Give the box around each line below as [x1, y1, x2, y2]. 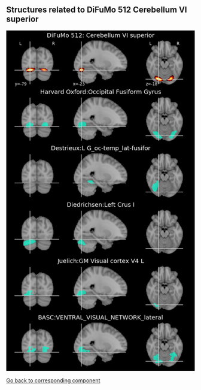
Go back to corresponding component [6, 377, 100, 384]
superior [6, 14, 39, 25]
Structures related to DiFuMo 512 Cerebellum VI [6, 5, 187, 15]
